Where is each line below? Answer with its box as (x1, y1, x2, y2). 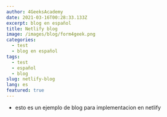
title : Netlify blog (6, 25, 58, 32)
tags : (6, 54, 20, 60)
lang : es (6, 82, 28, 88)
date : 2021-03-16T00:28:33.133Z (6, 14, 87, 21)
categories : (6, 37, 36, 43)
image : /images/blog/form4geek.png (6, 31, 96, 37)
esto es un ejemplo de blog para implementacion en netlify (14, 104, 161, 111)
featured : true (6, 87, 45, 93)
